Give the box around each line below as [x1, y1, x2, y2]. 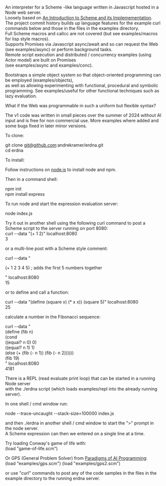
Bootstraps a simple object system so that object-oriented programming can [5, 72, 161, 78]
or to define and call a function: [5, 289, 69, 295]
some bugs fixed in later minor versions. [5, 123, 87, 129]
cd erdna [5, 148, 24, 153]
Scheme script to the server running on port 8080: [5, 226, 108, 231]
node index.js [5, 211, 33, 216]
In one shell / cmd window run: [5, 401, 68, 406]
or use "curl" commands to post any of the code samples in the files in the [5, 470, 157, 476]
